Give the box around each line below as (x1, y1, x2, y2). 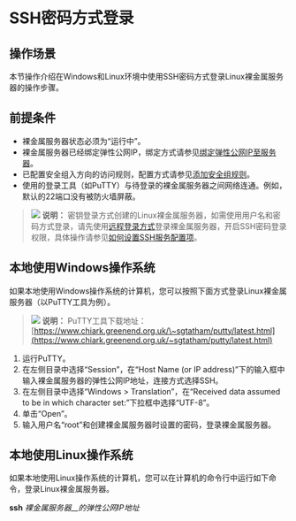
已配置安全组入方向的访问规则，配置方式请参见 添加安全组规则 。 (21, 169, 254, 180)
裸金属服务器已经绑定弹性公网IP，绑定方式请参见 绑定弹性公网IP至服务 (21, 147, 277, 157)
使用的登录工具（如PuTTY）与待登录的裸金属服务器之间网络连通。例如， (21, 180, 287, 190)
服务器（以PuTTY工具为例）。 (9, 296, 116, 307)
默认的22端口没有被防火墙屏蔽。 (21, 191, 140, 202)
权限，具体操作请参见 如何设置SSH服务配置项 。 (30, 232, 202, 242)
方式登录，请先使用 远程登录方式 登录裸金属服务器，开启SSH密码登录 (38, 220, 287, 231)
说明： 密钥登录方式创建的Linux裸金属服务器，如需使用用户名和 (42, 210, 274, 220)
